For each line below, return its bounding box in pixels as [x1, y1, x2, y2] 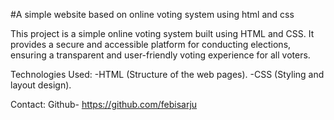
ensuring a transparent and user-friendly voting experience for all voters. [10, 49, 311, 61]
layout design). [10, 79, 72, 91]
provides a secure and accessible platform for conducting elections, [10, 39, 292, 50]
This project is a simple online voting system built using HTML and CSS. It [10, 28, 315, 39]
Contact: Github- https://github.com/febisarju [10, 99, 198, 110]
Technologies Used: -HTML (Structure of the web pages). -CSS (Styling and [10, 69, 325, 80]
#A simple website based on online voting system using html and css [10, 9, 295, 20]
